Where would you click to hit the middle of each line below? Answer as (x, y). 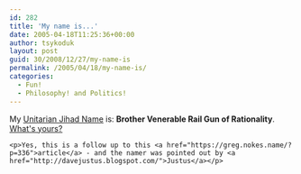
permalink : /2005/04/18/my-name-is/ (78, 69)
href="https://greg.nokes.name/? (229, 145)
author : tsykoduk (42, 43)
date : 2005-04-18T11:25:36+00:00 (72, 34)
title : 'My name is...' (54, 26)
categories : (32, 77)
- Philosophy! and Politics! (72, 93)
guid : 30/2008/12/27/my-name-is (70, 60)
